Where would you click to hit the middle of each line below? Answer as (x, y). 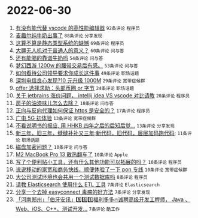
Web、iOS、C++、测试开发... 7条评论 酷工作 (68, 208)
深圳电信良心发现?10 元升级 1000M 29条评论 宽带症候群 (80, 80)
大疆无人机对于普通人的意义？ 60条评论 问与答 (70, 50)
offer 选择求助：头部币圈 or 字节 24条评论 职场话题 (74, 88)
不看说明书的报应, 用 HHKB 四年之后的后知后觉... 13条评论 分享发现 (95, 125)
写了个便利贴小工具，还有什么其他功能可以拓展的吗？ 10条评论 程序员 (98, 162)
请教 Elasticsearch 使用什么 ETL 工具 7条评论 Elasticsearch (88, 184)
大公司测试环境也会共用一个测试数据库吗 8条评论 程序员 (82, 177)
